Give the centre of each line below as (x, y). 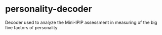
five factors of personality (31, 27)
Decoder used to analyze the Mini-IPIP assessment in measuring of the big (81, 22)
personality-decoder (49, 9)
